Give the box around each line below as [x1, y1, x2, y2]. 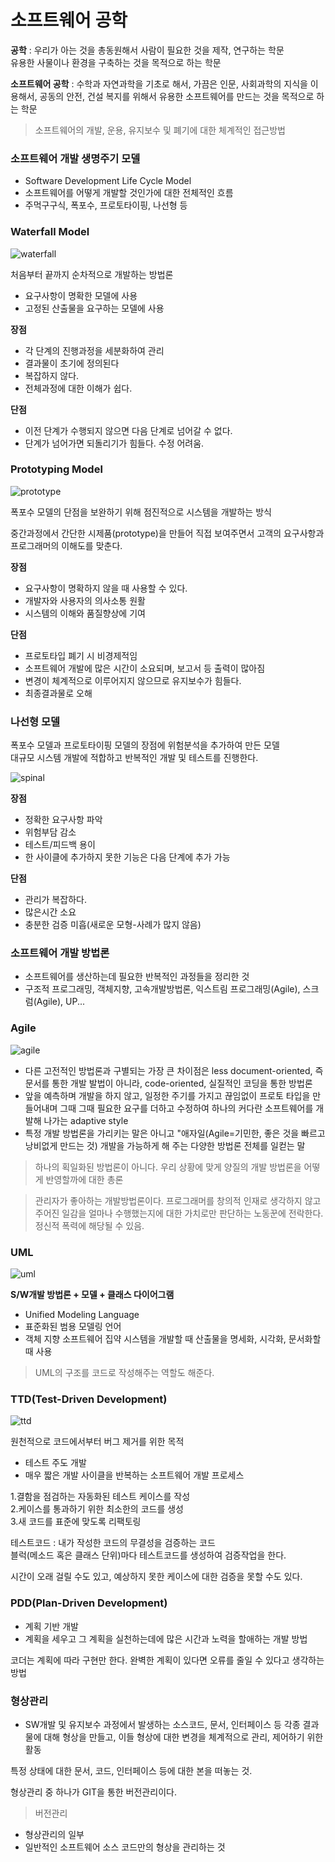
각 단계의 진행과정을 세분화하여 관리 [24, 344, 165, 356]
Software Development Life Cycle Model [24, 175, 192, 187]
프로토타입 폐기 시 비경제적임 [24, 649, 138, 661]
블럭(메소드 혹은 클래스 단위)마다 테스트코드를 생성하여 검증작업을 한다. [10, 1549, 287, 1561]
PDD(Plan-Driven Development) [10, 1596, 168, 1610]
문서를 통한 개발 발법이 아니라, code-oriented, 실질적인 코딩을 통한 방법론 [24, 1077, 313, 1089]
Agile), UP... [36, 996, 86, 1008]
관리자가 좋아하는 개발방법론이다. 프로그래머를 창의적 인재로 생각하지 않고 [34, 1194, 322, 1206]
